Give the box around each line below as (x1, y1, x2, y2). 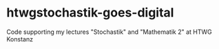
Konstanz (6, 35, 34, 43)
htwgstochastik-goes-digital (6, 5, 174, 21)
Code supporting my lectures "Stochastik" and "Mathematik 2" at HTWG (6, 28, 213, 36)
